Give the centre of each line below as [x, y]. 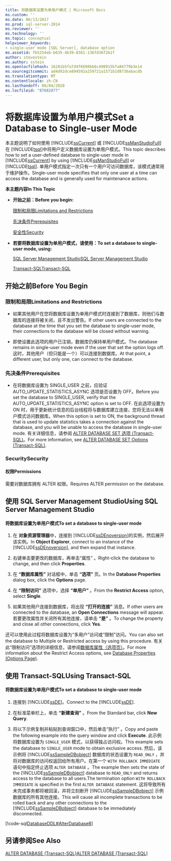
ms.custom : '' [20, 15]
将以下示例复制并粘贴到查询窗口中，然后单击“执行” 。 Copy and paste [85, 729]
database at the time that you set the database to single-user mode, [84, 326]
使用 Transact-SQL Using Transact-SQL [68, 676]
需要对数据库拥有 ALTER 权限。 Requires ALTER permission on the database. [85, 483]
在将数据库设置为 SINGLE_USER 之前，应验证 [60, 385]
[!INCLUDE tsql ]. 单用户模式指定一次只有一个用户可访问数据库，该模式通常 [83, 166]
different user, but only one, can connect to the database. [73, 359]
